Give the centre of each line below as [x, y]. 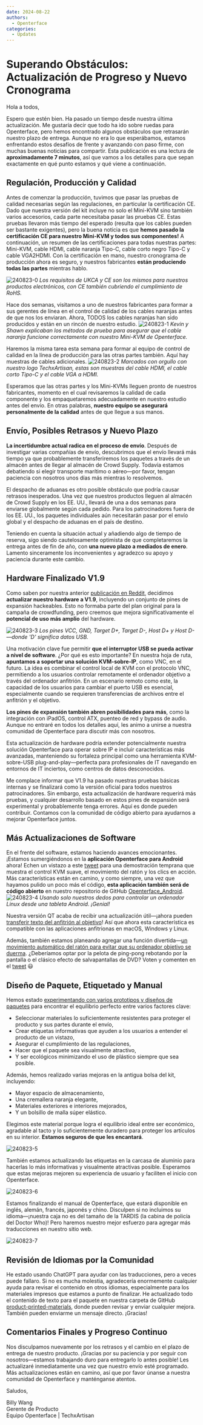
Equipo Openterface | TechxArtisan [50, 1415]
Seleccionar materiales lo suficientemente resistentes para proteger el [103, 1018]
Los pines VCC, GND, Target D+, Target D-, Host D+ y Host [113, 630]
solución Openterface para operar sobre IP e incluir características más [95, 749]
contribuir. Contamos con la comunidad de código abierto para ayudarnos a [101, 812]
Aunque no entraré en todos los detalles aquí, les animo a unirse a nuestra [99, 724]
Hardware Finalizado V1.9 [55, 579]
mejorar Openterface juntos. [42, 819]
